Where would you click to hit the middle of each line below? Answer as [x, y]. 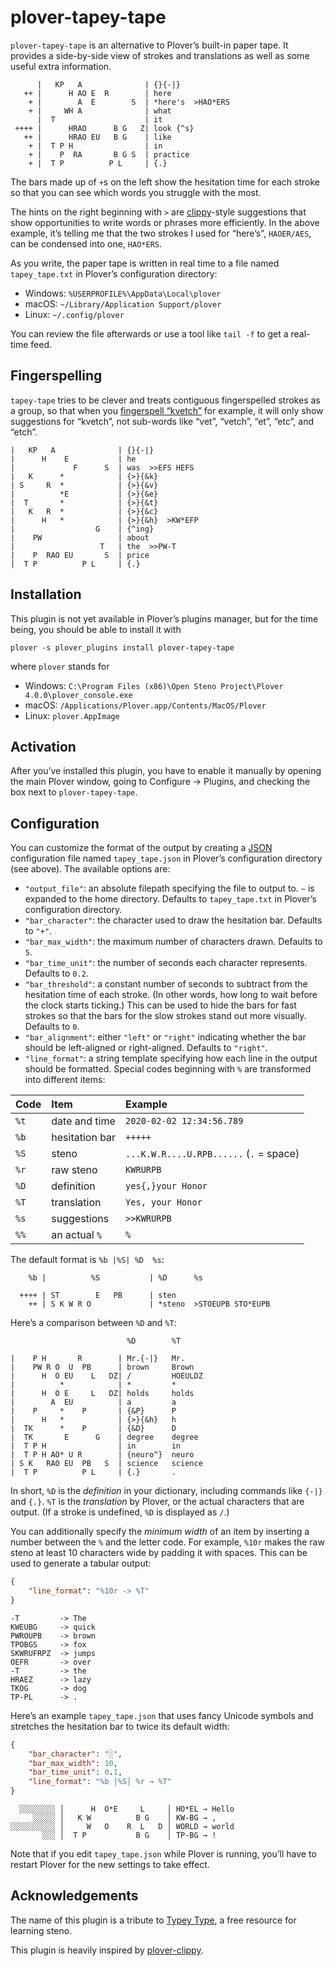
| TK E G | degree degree [104, 1437]
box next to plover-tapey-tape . [74, 792]
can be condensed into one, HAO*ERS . [86, 243]
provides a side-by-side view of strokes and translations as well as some [160, 55]
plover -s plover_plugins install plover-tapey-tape [122, 647]
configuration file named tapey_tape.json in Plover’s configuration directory [166, 858]
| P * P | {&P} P [93, 1411]
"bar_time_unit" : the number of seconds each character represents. [166, 963]
